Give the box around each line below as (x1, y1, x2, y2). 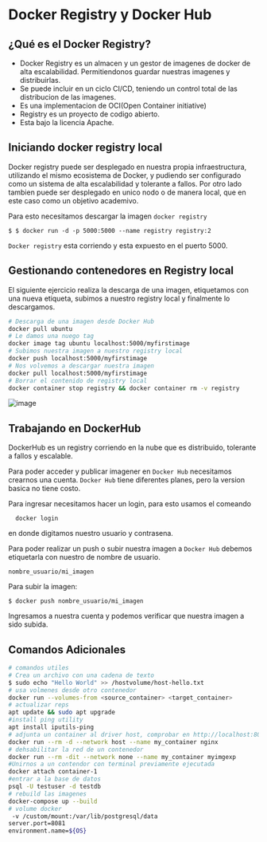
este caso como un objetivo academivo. (8, 195, 139, 205)
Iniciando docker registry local (8, 141, 163, 155)
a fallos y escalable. (8, 451, 73, 461)
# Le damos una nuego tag (8, 332, 94, 340)
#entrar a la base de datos (8, 775, 102, 783)
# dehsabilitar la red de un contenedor (8, 746, 145, 753)
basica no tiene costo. (8, 484, 81, 494)
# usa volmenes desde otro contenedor (8, 686, 137, 694)
